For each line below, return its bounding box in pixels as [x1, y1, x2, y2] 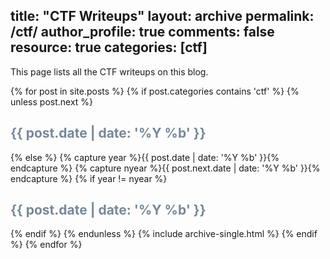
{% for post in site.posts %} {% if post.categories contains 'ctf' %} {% [10, 85, 300, 97]
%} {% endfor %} [10, 239, 83, 251]
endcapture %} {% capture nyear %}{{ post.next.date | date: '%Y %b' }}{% [10, 162, 321, 174]
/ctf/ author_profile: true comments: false [10, 24, 275, 41]
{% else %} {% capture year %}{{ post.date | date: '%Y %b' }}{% [10, 151, 280, 163]
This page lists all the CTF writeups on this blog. [10, 65, 209, 78]
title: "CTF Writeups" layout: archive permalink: [10, 8, 315, 25]
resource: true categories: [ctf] [10, 39, 208, 56]
